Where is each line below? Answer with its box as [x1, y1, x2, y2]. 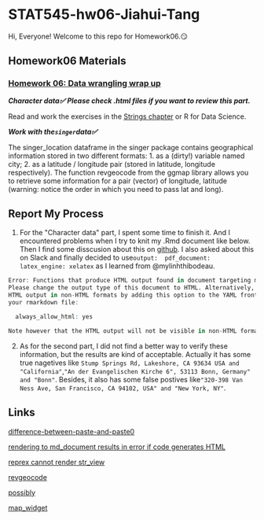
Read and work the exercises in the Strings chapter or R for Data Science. [8, 112, 247, 121]
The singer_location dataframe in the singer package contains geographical [8, 142, 254, 152]
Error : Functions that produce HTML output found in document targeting [8, 277, 251, 285]
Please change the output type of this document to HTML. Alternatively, [8, 284, 255, 292]
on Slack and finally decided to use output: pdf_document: [19, 253, 211, 263]
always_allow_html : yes [15, 312, 93, 320]
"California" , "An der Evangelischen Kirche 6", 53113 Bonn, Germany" [19, 366, 251, 375]
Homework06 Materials [8, 54, 126, 68]
